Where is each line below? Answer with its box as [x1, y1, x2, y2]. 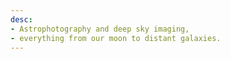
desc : [10, 14, 33, 25]
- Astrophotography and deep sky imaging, [10, 24, 190, 34]
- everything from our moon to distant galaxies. [10, 33, 222, 43]
